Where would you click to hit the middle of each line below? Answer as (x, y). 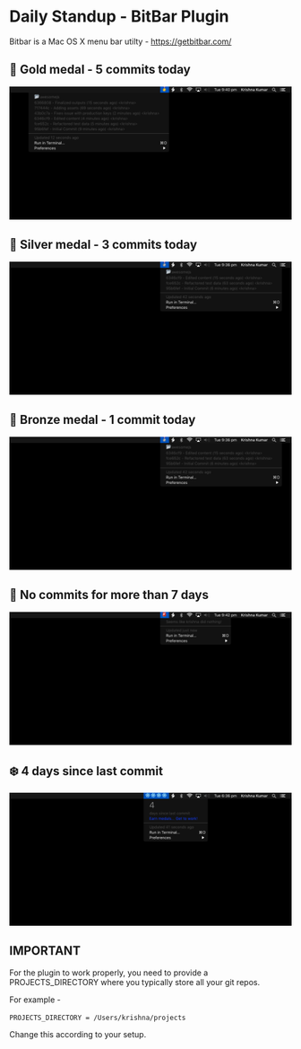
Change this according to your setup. (78, 1034)
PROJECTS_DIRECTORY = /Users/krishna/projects (98, 1018)
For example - (35, 1000)
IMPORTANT (45, 951)
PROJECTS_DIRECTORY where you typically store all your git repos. (135, 982)
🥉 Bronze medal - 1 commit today (103, 420)
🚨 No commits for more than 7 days (109, 595)
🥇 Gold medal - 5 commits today (100, 70)
